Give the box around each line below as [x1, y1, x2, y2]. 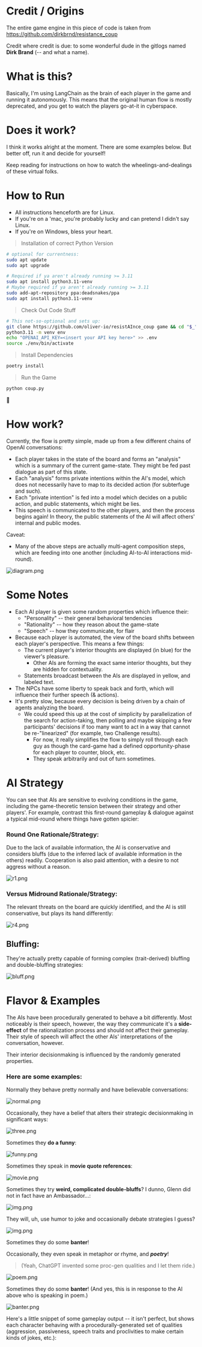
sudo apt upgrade [6, 262, 50, 268]
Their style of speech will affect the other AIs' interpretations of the [6, 1033, 173, 1040]
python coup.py [6, 386, 44, 392]
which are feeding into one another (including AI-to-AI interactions [14, 549, 180, 556]
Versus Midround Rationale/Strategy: [6, 889, 118, 898]
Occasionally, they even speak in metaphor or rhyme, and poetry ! [6, 1250, 170, 1258]
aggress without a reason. [6, 863, 71, 870]
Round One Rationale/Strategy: [6, 830, 99, 839]
